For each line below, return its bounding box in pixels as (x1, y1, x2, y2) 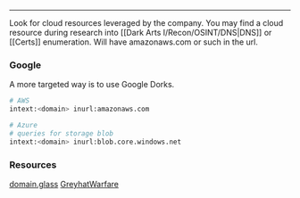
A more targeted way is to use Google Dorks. (9, 79, 175, 90)
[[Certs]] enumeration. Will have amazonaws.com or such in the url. (9, 37, 259, 47)
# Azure (9, 121, 38, 130)
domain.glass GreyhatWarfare (9, 178, 119, 189)
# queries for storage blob (9, 128, 114, 138)
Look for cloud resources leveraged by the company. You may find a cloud (9, 18, 284, 28)
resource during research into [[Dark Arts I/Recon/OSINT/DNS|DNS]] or (9, 28, 272, 37)
